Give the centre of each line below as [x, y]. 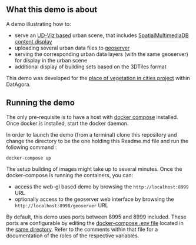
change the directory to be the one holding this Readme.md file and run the [97, 141]
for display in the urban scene [51, 60]
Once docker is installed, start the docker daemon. [67, 123]
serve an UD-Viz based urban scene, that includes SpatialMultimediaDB [102, 35]
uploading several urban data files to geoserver [72, 48]
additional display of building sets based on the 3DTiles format [90, 67]
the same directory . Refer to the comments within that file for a [82, 229]
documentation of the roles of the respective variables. [73, 236]
